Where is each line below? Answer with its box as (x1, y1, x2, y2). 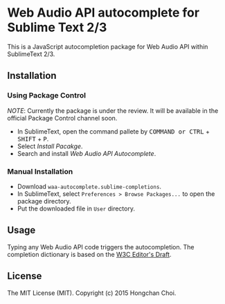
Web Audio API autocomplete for (7, 5, 199, 21)
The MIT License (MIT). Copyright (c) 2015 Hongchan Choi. (7, 289, 177, 297)
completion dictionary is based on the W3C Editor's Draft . (7, 250, 172, 258)
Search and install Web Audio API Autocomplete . (17, 149, 156, 157)
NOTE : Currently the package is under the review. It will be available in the (7, 106, 219, 115)
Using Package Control (7, 91, 87, 100)
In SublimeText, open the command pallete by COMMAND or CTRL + (17, 127, 210, 136)
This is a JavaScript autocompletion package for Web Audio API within (7, 42, 208, 51)
